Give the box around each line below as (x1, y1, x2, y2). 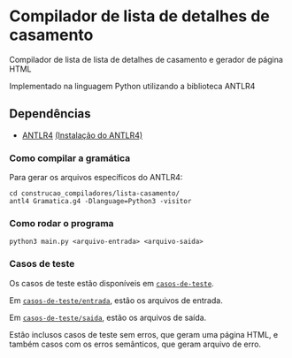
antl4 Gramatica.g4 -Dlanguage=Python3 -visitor (9, 197, 192, 206)
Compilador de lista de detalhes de (9, 6, 270, 27)
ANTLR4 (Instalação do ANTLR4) (21, 130, 143, 141)
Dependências (9, 106, 91, 121)
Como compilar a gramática (9, 152, 131, 164)
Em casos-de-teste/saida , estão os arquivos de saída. (9, 312, 207, 323)
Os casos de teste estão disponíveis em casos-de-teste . (9, 278, 214, 288)
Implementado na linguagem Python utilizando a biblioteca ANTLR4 (9, 80, 256, 91)
